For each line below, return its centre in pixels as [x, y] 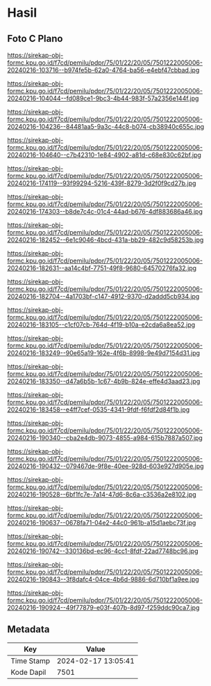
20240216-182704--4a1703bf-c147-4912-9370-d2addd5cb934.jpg [103, 296]
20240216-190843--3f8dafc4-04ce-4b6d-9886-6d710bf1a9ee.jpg [103, 579]
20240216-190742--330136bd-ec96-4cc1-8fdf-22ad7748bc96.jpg [103, 551]
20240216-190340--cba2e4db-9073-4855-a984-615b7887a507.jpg [105, 438]
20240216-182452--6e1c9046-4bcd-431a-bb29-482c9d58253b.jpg [105, 240]
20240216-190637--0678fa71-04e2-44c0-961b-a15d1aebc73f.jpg [102, 523]
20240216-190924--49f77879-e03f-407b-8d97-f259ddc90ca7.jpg [103, 608]
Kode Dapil [28, 672]
